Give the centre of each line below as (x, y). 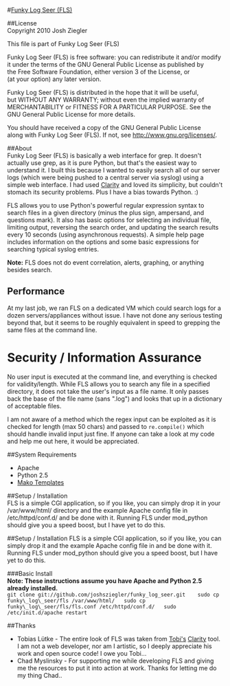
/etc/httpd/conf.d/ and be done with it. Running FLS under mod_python (107, 518)
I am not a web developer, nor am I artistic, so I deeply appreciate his (115, 646)
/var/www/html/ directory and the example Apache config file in (97, 510)
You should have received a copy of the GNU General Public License (104, 128)
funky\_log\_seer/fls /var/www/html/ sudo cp (77, 601)
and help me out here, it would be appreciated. (73, 441)
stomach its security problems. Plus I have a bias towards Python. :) (103, 192)
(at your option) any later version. (54, 79)
